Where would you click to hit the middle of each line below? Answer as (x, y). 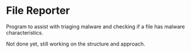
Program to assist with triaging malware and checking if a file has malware (95, 26)
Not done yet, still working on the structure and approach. (76, 44)
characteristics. (25, 32)
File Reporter (38, 11)
